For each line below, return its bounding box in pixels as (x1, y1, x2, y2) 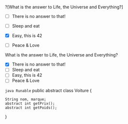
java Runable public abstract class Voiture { (5, 87, 92, 93)
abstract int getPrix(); (5, 101, 55, 106)
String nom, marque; (5, 96, 47, 102)
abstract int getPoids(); (5, 105, 57, 110)
